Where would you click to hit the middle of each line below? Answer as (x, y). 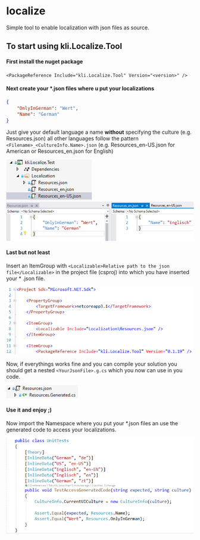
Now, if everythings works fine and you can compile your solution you (92, 364)
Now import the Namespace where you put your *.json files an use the (92, 423)
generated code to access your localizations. (61, 429)
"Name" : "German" (38, 115)
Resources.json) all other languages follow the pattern (72, 139)
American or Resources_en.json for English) (60, 151)
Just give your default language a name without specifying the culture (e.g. (99, 132)
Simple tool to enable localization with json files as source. (78, 27)
